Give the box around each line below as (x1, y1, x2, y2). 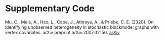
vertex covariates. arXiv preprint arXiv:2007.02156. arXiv (5, 29, 120, 35)
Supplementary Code (5, 3, 95, 14)
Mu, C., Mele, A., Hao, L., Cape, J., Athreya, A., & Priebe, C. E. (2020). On (5, 19, 154, 25)
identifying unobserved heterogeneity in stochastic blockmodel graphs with (5, 24, 159, 30)
